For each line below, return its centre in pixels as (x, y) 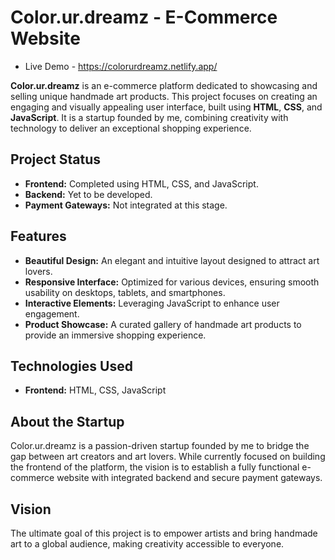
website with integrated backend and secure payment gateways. (189, 478)
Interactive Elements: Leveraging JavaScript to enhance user (152, 303)
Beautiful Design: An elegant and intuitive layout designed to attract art (172, 260)
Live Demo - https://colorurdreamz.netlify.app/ (121, 66)
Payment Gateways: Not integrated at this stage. (126, 205)
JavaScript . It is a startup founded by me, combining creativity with (149, 117)
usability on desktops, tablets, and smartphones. (125, 292)
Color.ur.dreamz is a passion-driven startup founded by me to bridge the (160, 446)
